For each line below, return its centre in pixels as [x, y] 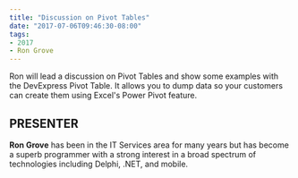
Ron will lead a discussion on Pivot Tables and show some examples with [144, 76]
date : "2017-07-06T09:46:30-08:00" [76, 26]
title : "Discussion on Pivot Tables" [80, 17]
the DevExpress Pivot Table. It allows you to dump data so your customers [146, 86]
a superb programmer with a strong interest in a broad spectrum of [133, 154]
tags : [19, 34]
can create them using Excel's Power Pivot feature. [103, 96]
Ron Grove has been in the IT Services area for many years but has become [149, 145]
